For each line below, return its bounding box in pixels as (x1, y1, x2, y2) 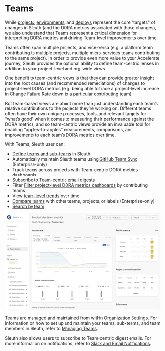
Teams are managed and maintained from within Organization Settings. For (5, 315, 157, 321)
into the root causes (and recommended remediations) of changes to (5, 80, 145, 86)
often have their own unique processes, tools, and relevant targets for (5, 110, 147, 116)
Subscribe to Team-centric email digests (12, 177, 95, 183)
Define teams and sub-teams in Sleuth (12, 151, 90, 157)
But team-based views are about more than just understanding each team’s (5, 100, 158, 106)
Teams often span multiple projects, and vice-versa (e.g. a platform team (5, 44, 153, 50)
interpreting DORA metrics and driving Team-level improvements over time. (5, 35, 158, 41)
